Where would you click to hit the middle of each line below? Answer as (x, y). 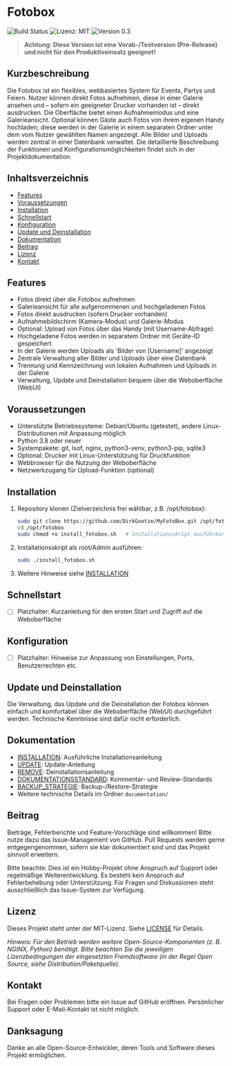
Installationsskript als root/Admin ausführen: (80, 547)
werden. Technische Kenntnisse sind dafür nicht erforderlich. (94, 719)
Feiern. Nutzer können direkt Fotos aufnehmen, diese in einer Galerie (105, 98)
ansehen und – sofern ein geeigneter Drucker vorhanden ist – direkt (103, 105)
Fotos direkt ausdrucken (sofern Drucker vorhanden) (92, 314)
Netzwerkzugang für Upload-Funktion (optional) (86, 470)
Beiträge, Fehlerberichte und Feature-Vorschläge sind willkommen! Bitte (109, 832)
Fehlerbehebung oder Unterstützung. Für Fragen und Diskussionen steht (110, 882)
